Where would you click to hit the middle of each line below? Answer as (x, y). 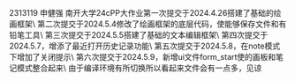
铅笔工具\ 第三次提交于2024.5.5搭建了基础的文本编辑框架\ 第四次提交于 (139, 35)
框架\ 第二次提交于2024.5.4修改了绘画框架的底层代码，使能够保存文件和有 (151, 24)
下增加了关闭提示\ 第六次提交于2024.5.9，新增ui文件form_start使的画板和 (143, 57)
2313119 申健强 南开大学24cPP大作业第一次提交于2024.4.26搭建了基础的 (141, 13)
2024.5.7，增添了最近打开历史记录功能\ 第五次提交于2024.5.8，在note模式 (145, 46)
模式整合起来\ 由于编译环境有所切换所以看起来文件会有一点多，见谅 (139, 68)
